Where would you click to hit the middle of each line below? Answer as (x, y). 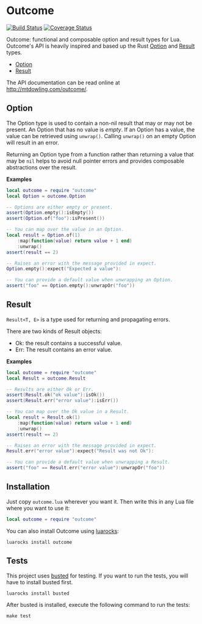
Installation (28, 487)
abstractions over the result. (42, 167)
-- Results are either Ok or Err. (50, 389)
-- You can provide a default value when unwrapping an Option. (90, 280)
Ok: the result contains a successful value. (68, 343)
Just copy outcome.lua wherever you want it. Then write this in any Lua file (100, 501)
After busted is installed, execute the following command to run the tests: (98, 604)
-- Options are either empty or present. (60, 207)
